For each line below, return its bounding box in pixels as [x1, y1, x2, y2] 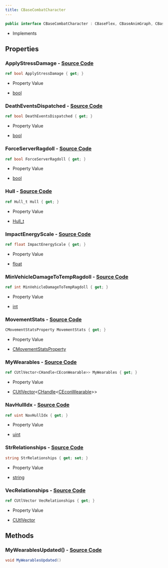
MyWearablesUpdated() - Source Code [5, 546, 102, 553]
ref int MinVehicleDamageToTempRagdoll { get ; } [5, 285, 108, 290]
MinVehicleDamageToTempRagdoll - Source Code [5, 273, 128, 280]
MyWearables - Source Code [5, 359, 77, 366]
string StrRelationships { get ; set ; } [5, 455, 88, 461]
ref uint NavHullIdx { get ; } [5, 412, 68, 418]
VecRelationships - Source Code [5, 487, 86, 494]
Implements [12, 30, 37, 36]
